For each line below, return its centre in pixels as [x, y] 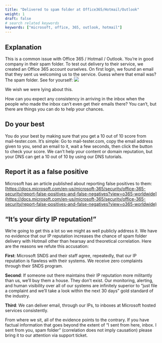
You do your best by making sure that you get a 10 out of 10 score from [76, 136]
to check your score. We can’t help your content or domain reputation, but [79, 151]
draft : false [18, 18]
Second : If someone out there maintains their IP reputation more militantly [79, 275]
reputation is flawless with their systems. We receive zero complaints [74, 261]
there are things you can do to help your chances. [55, 109]
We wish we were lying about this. [39, 89]
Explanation [23, 47]
